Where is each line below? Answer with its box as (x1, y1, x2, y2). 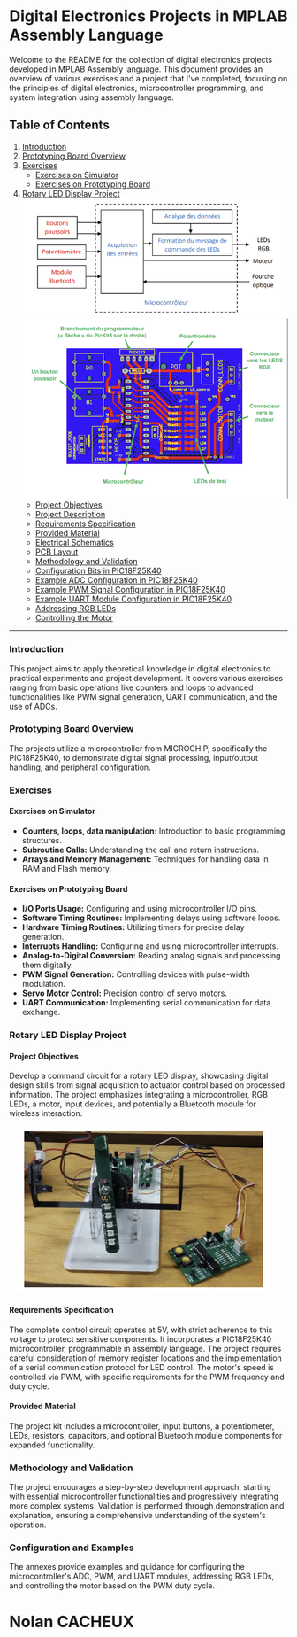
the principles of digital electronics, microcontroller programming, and (9, 82, 264, 93)
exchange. (21, 1007, 61, 1018)
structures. (21, 834, 62, 845)
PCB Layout (34, 547, 79, 557)
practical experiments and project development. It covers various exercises (9, 672, 284, 683)
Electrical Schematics (34, 538, 115, 548)
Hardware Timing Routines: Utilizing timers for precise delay (21, 922, 245, 933)
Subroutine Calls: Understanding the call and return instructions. (21, 844, 259, 855)
